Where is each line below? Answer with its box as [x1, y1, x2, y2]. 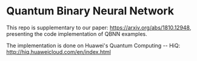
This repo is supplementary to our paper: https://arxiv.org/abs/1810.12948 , [6, 24, 192, 31]
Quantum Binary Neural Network [6, 4, 175, 18]
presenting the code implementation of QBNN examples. [6, 30, 147, 37]
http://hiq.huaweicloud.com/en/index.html [6, 48, 111, 55]
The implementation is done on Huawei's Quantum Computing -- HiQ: [6, 42, 181, 49]
